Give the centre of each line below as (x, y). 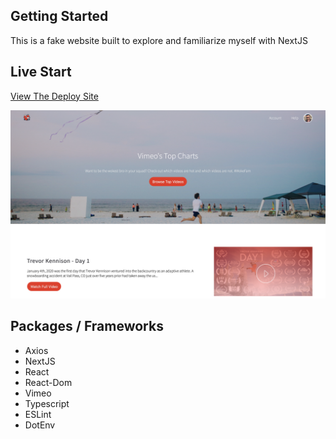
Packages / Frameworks (87, 326)
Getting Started (59, 16)
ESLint (38, 414)
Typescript (47, 403)
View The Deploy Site (54, 96)
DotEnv (40, 425)
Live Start (41, 72)
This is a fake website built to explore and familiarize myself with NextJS (159, 40)
